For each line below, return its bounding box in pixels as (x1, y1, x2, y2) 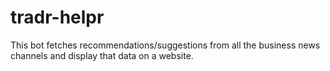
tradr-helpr (10, 6, 105, 29)
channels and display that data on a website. (10, 49, 194, 61)
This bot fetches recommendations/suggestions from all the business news (10, 39, 321, 51)
